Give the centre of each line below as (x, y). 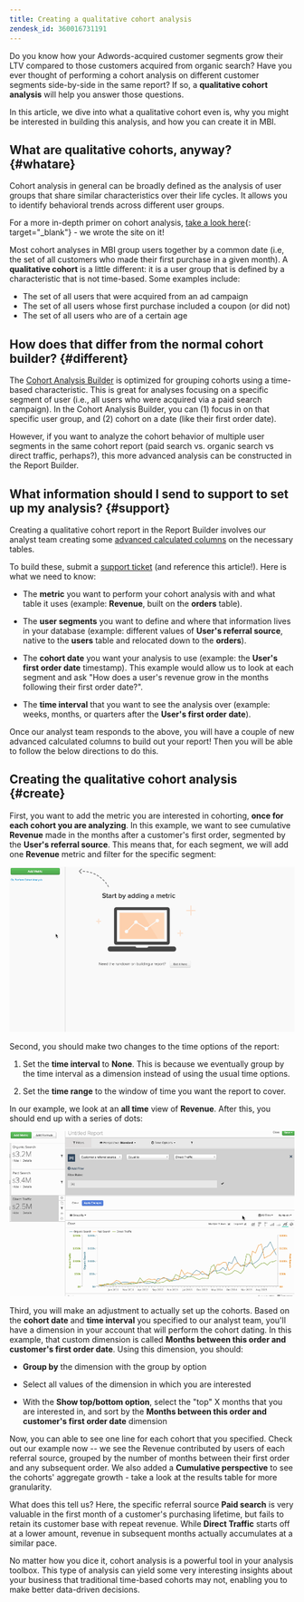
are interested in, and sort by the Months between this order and (144, 1412)
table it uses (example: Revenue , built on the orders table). (132, 603)
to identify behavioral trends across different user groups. (117, 205)
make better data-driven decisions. (75, 1590)
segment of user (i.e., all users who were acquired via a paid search (136, 400)
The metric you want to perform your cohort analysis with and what (149, 593)
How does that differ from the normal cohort (137, 344)
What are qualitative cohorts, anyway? (121, 150)
